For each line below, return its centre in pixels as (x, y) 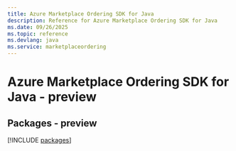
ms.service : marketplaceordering (57, 47)
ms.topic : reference (38, 34)
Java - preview (52, 97)
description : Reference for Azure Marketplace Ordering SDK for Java (113, 21)
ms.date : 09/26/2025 (38, 27)
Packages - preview (52, 123)
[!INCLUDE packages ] (39, 140)
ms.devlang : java (33, 40)
